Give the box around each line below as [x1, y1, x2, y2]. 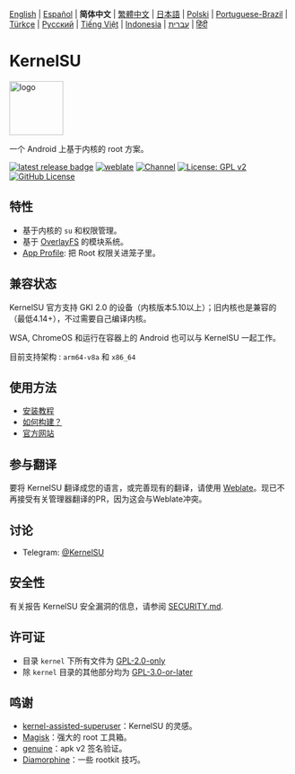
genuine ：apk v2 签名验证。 [22, 743, 127, 754]
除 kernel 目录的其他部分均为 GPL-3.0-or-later [22, 666, 193, 677]
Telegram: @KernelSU [22, 547, 105, 557]
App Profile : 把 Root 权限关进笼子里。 [22, 247, 161, 258]
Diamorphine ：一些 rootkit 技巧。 [22, 754, 145, 765]
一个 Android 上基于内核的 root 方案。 [9, 143, 150, 154]
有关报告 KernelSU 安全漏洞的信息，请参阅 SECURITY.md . [9, 601, 224, 611]
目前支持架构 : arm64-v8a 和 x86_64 [9, 351, 136, 362]
